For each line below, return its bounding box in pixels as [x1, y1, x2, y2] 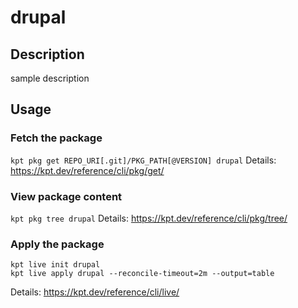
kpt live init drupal [10, 260, 101, 270]
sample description [10, 72, 90, 84]
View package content [10, 189, 123, 203]
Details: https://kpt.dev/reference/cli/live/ [10, 286, 180, 298]
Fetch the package [10, 131, 103, 145]
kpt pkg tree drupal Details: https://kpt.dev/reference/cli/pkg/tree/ [10, 212, 288, 224]
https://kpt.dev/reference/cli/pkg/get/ [10, 164, 165, 176]
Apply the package [10, 237, 105, 251]
